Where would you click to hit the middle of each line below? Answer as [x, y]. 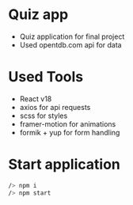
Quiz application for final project [72, 36]
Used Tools [46, 77]
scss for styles [44, 116]
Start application [64, 165]
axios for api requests [55, 107]
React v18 [36, 99]
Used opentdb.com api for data [70, 44]
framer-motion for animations [68, 123]
